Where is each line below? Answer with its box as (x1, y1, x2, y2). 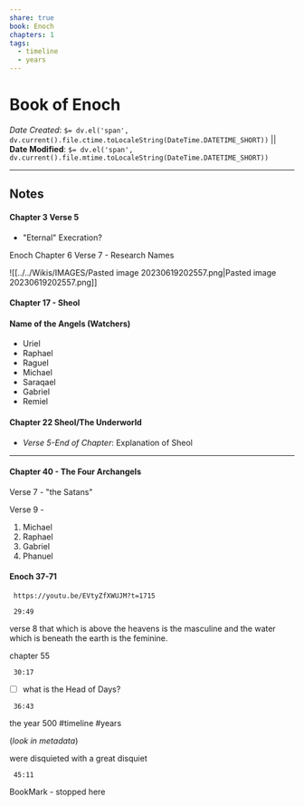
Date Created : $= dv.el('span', (9, 124, 129, 135)
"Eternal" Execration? (22, 232, 102, 243)
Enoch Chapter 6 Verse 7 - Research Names (9, 249, 175, 260)
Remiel (22, 396, 48, 407)
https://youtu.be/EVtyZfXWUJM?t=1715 (13, 591, 156, 600)
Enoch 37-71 (9, 571, 57, 582)
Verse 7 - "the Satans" (9, 486, 93, 497)
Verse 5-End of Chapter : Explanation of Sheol (22, 437, 193, 448)
